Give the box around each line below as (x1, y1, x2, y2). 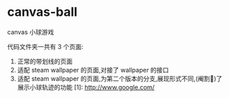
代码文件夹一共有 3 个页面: (7, 42, 84, 50)
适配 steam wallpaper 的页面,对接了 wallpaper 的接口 (17, 66, 169, 74)
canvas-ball (7, 4, 78, 20)
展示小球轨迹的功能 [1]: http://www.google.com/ (17, 83, 155, 91)
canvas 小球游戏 (7, 28, 54, 36)
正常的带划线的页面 (17, 57, 73, 66)
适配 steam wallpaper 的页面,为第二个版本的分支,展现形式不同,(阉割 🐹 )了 (17, 74, 223, 83)
